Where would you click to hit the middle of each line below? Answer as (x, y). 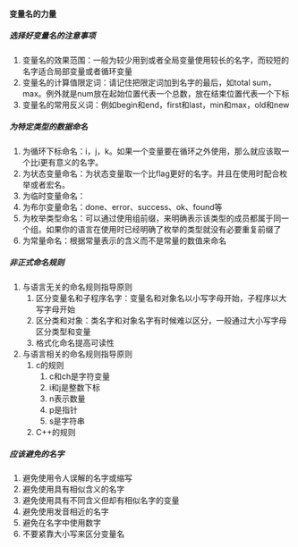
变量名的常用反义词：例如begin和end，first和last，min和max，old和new (156, 105)
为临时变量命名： (54, 196)
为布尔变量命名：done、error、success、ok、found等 (122, 206)
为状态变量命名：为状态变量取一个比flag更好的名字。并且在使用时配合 (151, 173)
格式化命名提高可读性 (75, 342)
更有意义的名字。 (72, 162)
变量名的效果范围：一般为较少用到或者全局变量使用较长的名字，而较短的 (155, 60)
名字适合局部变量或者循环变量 (77, 71)
